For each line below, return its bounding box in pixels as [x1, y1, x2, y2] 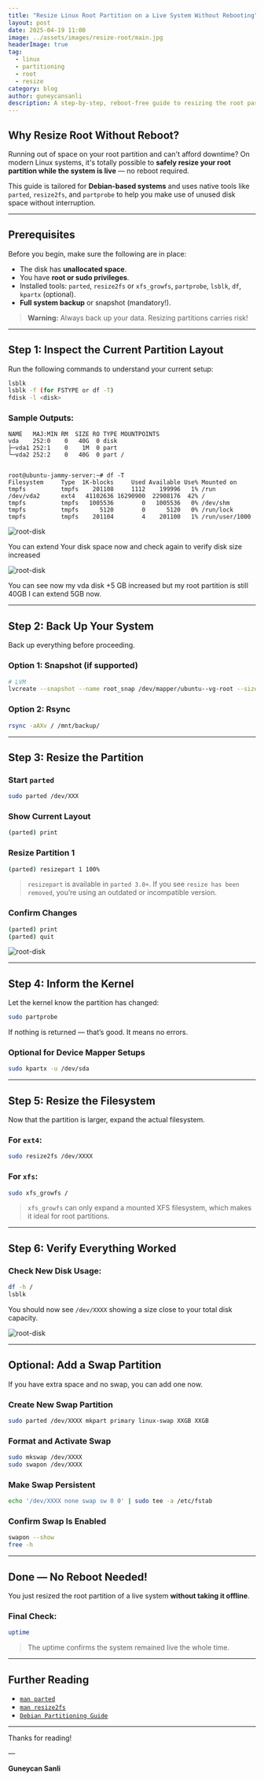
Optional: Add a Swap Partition [8, 1358, 162, 1372]
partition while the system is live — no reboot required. [8, 166, 190, 176]
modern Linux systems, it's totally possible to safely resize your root [8, 157, 232, 167]
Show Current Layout [8, 811, 91, 822]
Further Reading [8, 1673, 90, 1687]
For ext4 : [8, 1135, 42, 1146]
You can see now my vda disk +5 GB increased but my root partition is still [8, 581, 249, 590]
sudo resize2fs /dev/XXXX [8, 1152, 93, 1161]
